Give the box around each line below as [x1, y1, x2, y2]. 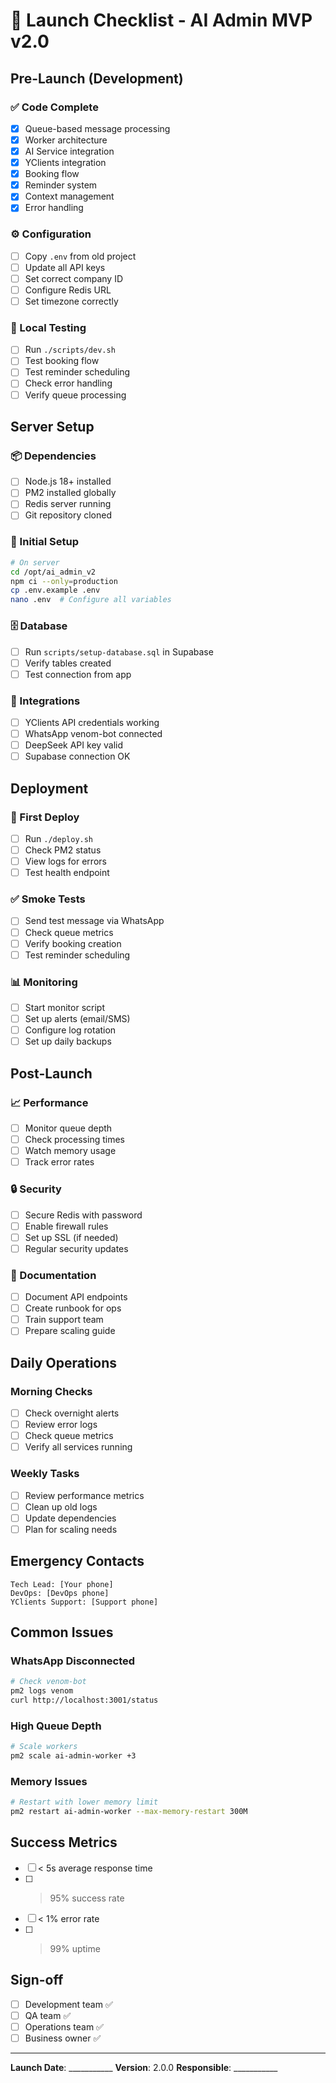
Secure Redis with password [24, 1209, 143, 1221]
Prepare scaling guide [24, 1325, 116, 1337]
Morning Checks [10, 1384, 93, 1398]
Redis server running [24, 498, 112, 510]
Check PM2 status [24, 844, 102, 856]
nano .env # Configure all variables [10, 595, 172, 605]
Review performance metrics [24, 1489, 145, 1501]
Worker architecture [24, 134, 108, 146]
